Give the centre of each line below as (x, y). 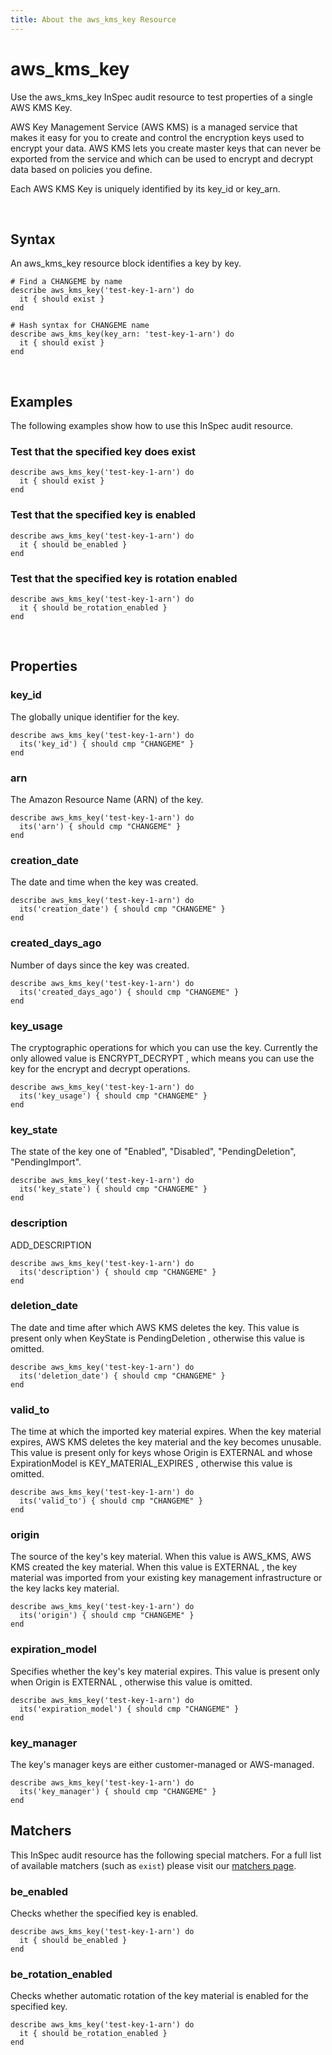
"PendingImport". (46, 1162)
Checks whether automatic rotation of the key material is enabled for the (159, 1996)
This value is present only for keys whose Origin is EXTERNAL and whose (161, 1453)
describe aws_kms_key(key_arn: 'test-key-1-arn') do (122, 334)
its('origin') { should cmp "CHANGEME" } (107, 1616)
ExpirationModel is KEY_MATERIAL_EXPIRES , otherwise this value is (151, 1463)
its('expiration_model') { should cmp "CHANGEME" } (129, 1709)
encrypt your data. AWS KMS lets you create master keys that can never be (166, 148)
